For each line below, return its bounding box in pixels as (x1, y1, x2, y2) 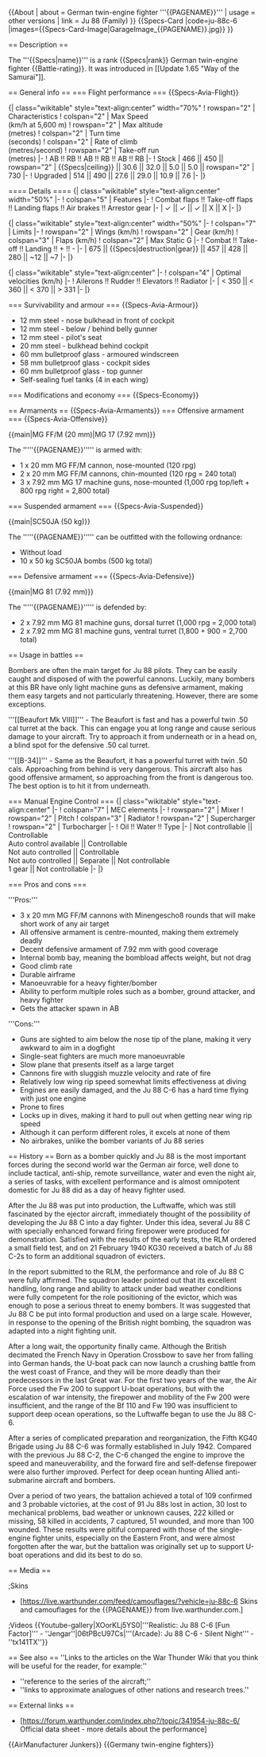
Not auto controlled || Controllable (8, 847, 120, 856)
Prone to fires (19, 1102, 65, 1111)
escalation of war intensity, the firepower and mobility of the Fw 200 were (8, 1392, 250, 1402)
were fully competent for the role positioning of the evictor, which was (8, 1293, 238, 1301)
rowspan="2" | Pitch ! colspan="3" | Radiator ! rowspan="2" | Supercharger (8, 813, 256, 823)
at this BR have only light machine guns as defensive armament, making (8, 683, 244, 692)
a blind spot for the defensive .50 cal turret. (8, 741, 150, 749)
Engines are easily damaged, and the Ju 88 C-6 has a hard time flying (19, 1086, 249, 1094)
